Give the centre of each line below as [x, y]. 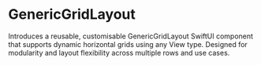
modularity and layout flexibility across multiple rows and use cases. [119, 52]
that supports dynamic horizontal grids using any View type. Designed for [128, 44]
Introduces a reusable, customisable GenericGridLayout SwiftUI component [131, 36]
